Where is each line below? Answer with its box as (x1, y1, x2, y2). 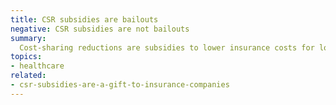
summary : (10, 33, 47, 43)
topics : (10, 52, 43, 62)
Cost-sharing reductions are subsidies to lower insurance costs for (19, 42, 315, 53)
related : (10, 71, 47, 81)
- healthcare (10, 61, 65, 71)
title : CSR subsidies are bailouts (10, 14, 159, 25)
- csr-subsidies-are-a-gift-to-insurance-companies (10, 80, 230, 90)
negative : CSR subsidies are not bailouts (10, 24, 190, 34)
